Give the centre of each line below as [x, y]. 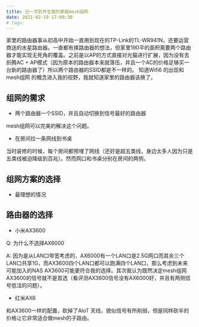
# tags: [16, 23]
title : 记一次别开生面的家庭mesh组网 [47, 12]
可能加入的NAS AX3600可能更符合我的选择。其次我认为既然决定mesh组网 [97, 270]
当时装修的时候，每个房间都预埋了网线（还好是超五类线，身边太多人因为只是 [99, 151]
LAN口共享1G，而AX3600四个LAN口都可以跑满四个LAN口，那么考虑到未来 [97, 263]
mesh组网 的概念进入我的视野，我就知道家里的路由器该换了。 [81, 77]
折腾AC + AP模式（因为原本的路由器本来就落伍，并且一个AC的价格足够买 [95, 62]
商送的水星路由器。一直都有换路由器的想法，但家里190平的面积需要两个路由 [99, 47]
